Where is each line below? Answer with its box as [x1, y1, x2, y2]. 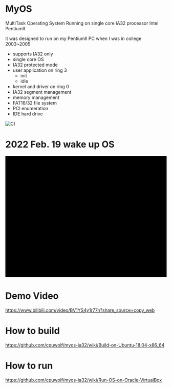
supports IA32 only [12, 51, 53, 57]
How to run [5, 360, 53, 372]
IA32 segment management [12, 89, 72, 95]
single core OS [12, 56, 45, 62]
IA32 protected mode [12, 62, 58, 68]
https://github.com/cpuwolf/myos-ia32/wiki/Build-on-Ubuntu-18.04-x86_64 [5, 342, 165, 348]
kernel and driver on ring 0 [12, 83, 69, 90]
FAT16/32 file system [12, 99, 57, 106]
